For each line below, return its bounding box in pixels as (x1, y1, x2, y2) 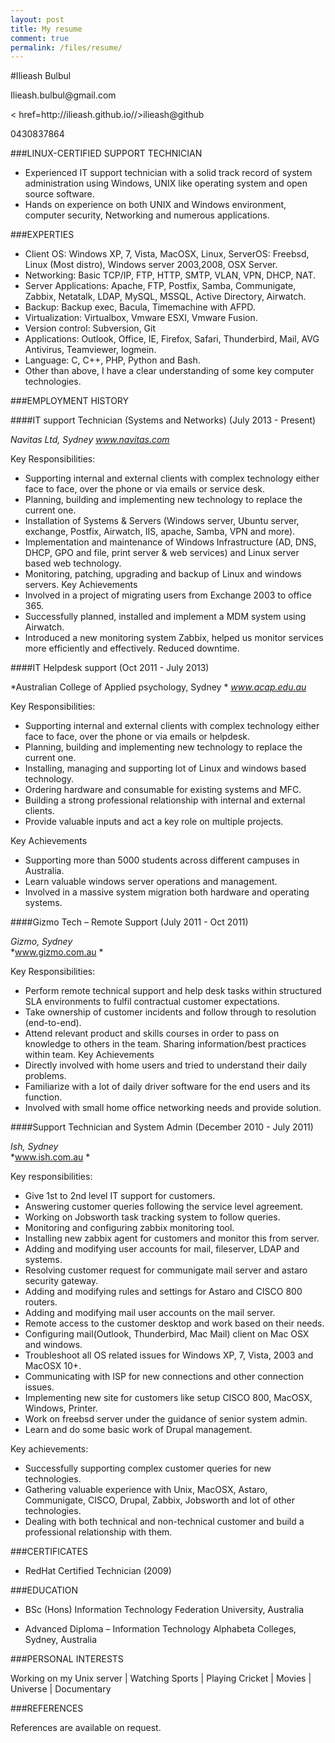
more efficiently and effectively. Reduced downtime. (24, 642, 240, 655)
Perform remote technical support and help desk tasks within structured (24, 985, 322, 997)
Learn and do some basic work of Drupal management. (24, 1424, 253, 1436)
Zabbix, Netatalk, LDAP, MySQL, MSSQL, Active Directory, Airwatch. (24, 291, 307, 303)
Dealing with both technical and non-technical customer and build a (24, 1516, 305, 1528)
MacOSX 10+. (24, 1360, 82, 1372)
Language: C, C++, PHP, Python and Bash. (24, 354, 201, 366)
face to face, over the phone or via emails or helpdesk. (24, 731, 251, 743)
